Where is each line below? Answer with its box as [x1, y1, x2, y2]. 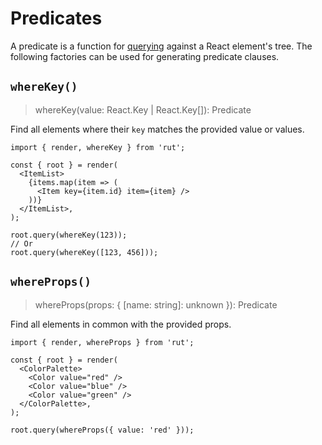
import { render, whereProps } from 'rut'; [10, 337, 195, 347]
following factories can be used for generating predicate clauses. [10, 50, 280, 62]
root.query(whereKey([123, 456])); [10, 247, 159, 257]
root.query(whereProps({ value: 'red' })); [10, 425, 195, 435]
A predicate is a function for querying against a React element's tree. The [10, 40, 313, 52]
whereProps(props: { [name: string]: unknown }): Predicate [34, 298, 278, 311]
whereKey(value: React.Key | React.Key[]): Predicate [34, 103, 252, 116]
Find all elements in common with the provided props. [10, 318, 232, 330]
